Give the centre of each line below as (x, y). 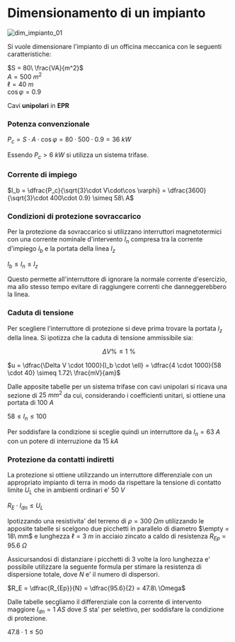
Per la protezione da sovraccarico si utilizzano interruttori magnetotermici (114, 232)
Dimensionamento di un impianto (107, 13)
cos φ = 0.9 (24, 92)
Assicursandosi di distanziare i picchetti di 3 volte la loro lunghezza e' (109, 559)
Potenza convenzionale (48, 124)
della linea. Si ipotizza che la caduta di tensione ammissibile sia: (100, 337)
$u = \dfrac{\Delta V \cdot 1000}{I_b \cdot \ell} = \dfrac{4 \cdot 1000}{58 (114, 365)
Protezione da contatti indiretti (61, 459)
